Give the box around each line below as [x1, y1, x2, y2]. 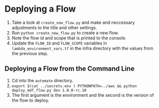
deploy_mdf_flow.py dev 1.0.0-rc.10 [11, 88, 87, 93]
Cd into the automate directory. [11, 77, 73, 83]
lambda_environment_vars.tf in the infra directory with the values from [11, 45, 154, 51]
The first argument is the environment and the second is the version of [11, 92, 155, 98]
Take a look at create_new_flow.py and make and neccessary [11, 19, 135, 25]
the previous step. [11, 50, 48, 56]
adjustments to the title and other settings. [11, 24, 97, 30]
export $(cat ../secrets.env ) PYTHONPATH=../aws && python [11, 84, 137, 89]
